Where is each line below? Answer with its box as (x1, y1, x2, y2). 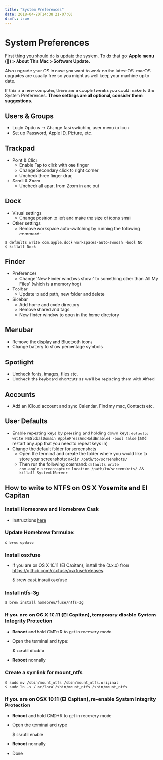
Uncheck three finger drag (19, 172, 73, 178)
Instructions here (12, 517, 46, 523)
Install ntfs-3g (5, 589, 39, 596)
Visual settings (12, 210, 42, 216)
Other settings (12, 220, 41, 226)
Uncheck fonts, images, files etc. (12, 371, 78, 377)
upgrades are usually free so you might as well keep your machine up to (5, 73, 150, 79)
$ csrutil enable (12, 732, 44, 738)
